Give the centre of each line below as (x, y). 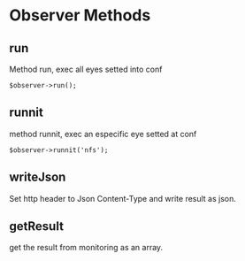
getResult (37, 226)
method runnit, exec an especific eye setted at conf (103, 134)
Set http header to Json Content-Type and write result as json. (123, 198)
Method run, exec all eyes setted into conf (86, 69)
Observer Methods (80, 15)
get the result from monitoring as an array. (86, 248)
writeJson (38, 177)
